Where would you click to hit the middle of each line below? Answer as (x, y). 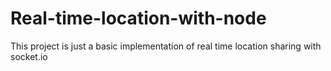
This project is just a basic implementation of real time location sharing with (166, 46)
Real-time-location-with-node (138, 18)
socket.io (29, 56)
